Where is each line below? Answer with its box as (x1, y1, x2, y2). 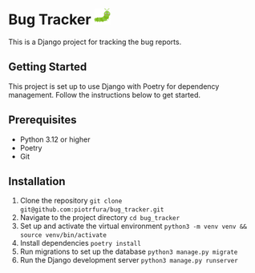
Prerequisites (8, 113, 77, 127)
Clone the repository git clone (19, 196, 123, 206)
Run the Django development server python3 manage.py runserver (19, 255, 238, 265)
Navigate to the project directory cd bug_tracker (19, 213, 180, 223)
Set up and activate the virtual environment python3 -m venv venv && (19, 221, 247, 231)
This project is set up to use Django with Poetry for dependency (8, 81, 220, 91)
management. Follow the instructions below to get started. (8, 90, 201, 99)
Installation (8, 175, 66, 188)
